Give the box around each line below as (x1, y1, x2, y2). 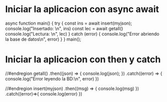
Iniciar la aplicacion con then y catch (5, 54, 161, 65)
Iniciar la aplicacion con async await (5, 4, 159, 15)
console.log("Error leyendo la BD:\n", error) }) (5, 75, 99, 81)
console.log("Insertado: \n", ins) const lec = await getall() (5, 25, 123, 31)
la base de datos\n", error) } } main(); (5, 36, 82, 42)
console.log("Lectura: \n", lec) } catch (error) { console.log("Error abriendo (5, 31, 159, 37)
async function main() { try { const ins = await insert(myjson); (5, 20, 132, 26)
